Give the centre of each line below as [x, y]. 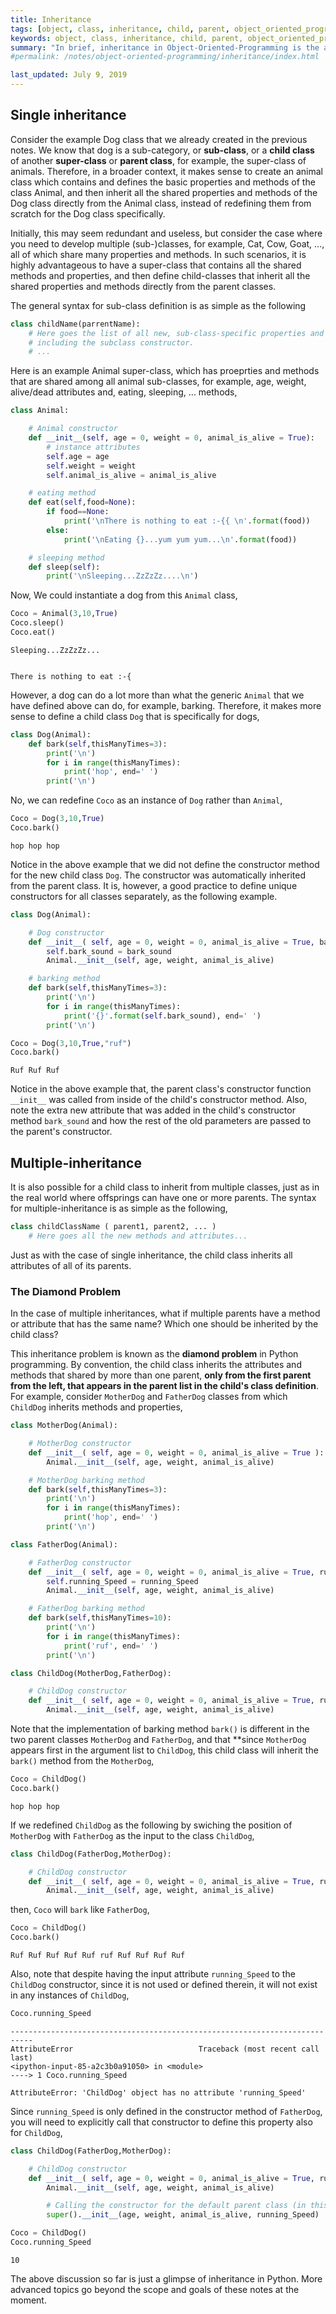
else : [58, 530]
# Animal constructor [73, 429]
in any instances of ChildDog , [70, 1995]
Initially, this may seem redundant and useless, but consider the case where [166, 233]
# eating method [62, 493]
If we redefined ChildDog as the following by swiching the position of [151, 1825]
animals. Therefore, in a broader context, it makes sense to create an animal [167, 171]
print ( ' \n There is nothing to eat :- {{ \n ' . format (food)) [187, 521]
